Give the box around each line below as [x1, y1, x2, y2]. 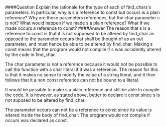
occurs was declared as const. [5, 118, 68, 123]
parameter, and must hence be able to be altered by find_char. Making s [5, 41, 153, 47]
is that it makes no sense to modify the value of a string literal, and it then [5, 72, 156, 77]
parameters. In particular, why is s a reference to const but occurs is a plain [5, 9, 161, 15]
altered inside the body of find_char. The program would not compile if [5, 112, 151, 118]
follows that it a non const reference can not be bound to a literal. [5, 77, 140, 83]
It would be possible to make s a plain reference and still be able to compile [5, 87, 160, 92]
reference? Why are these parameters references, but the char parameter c [5, 15, 161, 20]
